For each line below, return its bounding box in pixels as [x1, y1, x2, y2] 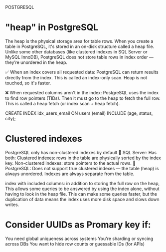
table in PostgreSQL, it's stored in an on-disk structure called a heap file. [5, 43, 155, 49]
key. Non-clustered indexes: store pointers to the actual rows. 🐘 [5, 160, 136, 166]
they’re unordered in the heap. [5, 59, 68, 65]
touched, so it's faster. [5, 80, 51, 86]
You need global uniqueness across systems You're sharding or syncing [5, 236, 154, 242]
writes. [5, 202, 19, 208]
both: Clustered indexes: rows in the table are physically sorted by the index [5, 155, 161, 161]
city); [5, 115, 16, 121]
